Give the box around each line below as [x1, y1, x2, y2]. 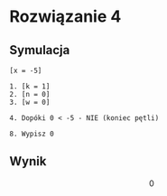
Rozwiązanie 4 [9, 6, 122, 27]
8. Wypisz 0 [9, 129, 54, 138]
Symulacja [9, 42, 70, 58]
